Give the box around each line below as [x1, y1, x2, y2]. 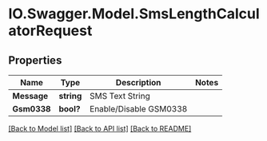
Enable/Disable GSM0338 [89, 104, 188, 114]
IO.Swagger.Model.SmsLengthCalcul [8, 5, 260, 23]
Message [12, 91, 49, 101]
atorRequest [8, 22, 93, 40]
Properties [8, 53, 62, 67]
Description [115, 77, 161, 88]
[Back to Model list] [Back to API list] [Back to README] [8, 124, 192, 133]
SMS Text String [89, 91, 150, 101]
